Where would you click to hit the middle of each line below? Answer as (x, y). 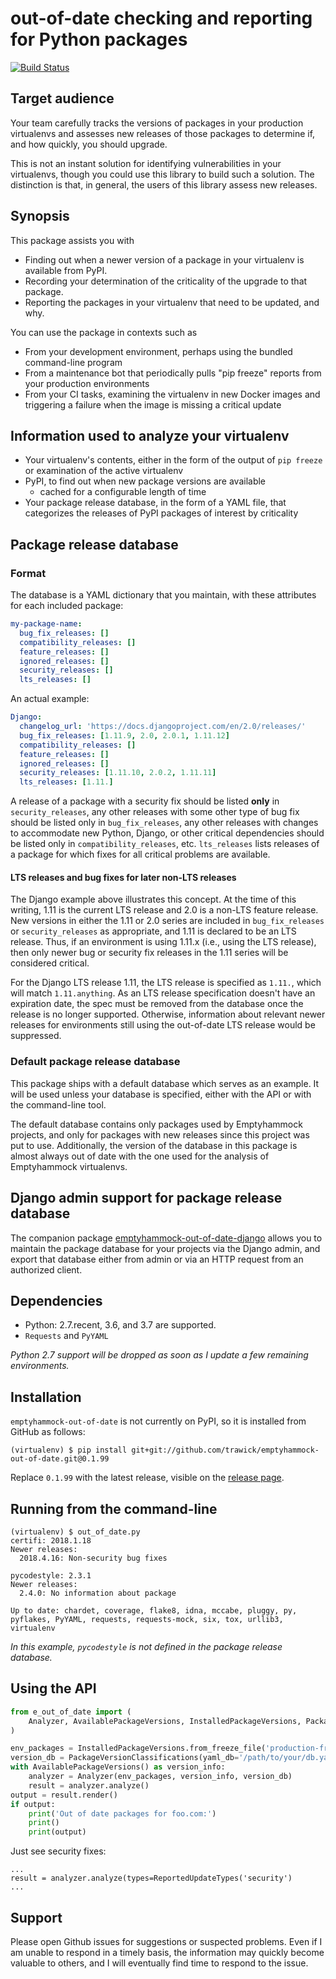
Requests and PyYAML (66, 1336)
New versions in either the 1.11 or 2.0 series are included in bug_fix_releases (167, 921)
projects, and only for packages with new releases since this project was (160, 1134)
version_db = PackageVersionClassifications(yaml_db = (125, 1758)
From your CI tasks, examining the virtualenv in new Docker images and (172, 394)
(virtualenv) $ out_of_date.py (75, 1532)
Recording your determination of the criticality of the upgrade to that (166, 281)
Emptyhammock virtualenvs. (69, 1166)
